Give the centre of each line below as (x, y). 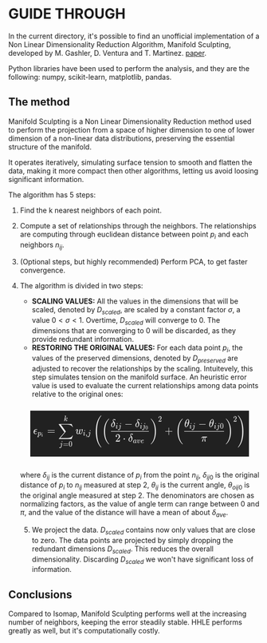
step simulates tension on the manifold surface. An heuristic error (139, 377)
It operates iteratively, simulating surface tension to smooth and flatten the (130, 162)
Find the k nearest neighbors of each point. (90, 210)
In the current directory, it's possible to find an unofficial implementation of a (134, 36)
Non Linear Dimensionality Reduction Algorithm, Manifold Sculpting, (120, 44)
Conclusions (40, 595)
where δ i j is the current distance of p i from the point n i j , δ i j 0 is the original (139, 476)
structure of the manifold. (50, 147)
